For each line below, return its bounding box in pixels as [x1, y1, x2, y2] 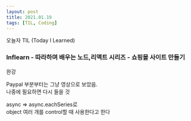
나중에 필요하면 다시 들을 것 [6, 88, 70, 95]
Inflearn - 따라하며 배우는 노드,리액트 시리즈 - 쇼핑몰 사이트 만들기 [6, 53, 185, 61]
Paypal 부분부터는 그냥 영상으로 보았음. [6, 80, 98, 88]
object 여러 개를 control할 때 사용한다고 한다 [6, 108, 110, 115]
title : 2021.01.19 [6, 14, 52, 20]
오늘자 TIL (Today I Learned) [6, 37, 76, 44]
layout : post [6, 8, 39, 15]
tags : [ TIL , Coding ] [6, 20, 58, 26]
